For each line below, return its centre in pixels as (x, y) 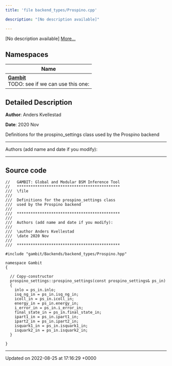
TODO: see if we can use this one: (49, 84)
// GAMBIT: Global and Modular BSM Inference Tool (63, 182)
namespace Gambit (24, 263)
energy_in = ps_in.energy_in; (47, 303)
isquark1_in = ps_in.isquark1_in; (51, 326)
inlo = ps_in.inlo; (35, 290)
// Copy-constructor (32, 276)
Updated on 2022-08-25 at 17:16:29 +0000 (51, 358)
